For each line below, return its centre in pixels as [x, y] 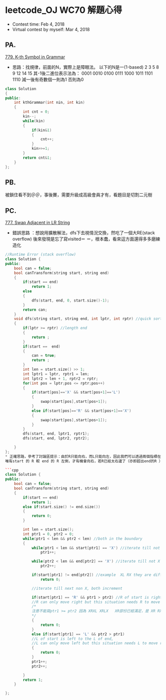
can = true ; [44, 356]
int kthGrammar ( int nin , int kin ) [49, 103]
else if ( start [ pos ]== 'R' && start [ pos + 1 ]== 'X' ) [82, 411]
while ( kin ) [34, 121]
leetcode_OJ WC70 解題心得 [64, 10]
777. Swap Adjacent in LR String [38, 222]
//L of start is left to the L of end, [72, 639]
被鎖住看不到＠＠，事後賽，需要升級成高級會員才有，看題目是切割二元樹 [79, 195]
